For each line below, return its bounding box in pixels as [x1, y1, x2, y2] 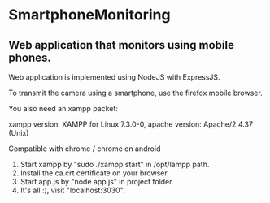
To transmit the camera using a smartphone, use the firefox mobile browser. [8, 88, 263, 97]
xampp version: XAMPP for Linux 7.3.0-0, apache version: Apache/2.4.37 [8, 119, 254, 129]
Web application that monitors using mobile [8, 38, 234, 52]
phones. [8, 50, 51, 64]
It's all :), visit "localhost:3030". [20, 185, 125, 195]
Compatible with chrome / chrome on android [8, 144, 161, 153]
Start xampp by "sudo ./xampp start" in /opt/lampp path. [20, 160, 210, 169]
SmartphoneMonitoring [8, 6, 171, 24]
